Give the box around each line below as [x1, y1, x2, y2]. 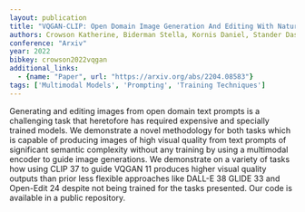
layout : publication [9, 13, 88, 23]
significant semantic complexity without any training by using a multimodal [9, 144, 289, 155]
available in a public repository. [9, 192, 126, 203]
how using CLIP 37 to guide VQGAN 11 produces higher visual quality [9, 163, 267, 174]
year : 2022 [9, 47, 51, 56]
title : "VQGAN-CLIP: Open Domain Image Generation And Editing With [9, 22, 274, 31]
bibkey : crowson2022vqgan [9, 55, 107, 64]
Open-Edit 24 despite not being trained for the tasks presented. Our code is [9, 182, 293, 193]
